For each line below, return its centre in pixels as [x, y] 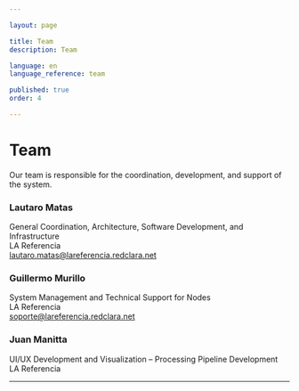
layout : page [33, 25]
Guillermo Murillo [48, 279]
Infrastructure [34, 236]
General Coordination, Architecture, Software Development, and [126, 227]
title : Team [31, 41]
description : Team [43, 50]
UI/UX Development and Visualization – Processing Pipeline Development [144, 359]
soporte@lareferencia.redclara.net [72, 316]
